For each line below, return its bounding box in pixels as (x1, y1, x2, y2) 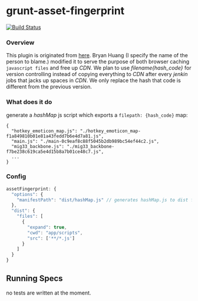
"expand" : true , (27, 224, 67, 230)
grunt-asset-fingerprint (6, 4, 125, 18)
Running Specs (6, 273, 63, 284)
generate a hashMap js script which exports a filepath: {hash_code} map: (6, 111, 188, 119)
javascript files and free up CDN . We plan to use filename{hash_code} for (6, 64, 192, 71)
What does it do (6, 98, 52, 106)
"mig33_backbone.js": (11, 143, 65, 149)
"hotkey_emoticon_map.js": (11, 128, 78, 134)
